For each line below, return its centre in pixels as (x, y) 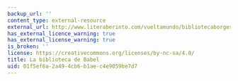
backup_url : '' (30, 14)
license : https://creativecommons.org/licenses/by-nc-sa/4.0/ (101, 54)
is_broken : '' (28, 46)
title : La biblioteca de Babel (53, 60)
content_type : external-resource (57, 20)
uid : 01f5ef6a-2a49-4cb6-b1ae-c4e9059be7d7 (73, 66)
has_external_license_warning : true (61, 40)
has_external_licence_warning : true (61, 33)
